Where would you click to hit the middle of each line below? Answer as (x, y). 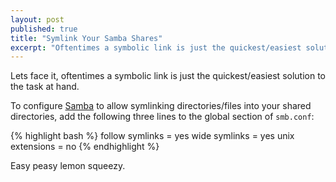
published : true (44, 29)
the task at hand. (45, 87)
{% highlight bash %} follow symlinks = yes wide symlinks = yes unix (152, 136)
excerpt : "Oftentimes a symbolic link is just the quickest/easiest (156, 47)
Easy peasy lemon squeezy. (68, 166)
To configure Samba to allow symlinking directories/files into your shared (161, 106)
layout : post (37, 19)
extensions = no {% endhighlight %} (85, 147)
